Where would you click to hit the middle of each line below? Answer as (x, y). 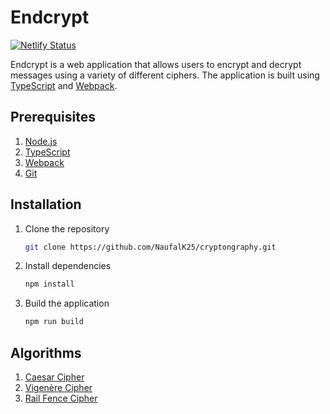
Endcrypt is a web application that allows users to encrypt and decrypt (156, 64)
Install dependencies (68, 266)
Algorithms (46, 352)
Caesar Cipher (54, 377)
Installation (46, 204)
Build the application (67, 303)
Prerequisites (53, 117)
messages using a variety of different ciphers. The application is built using (165, 75)
